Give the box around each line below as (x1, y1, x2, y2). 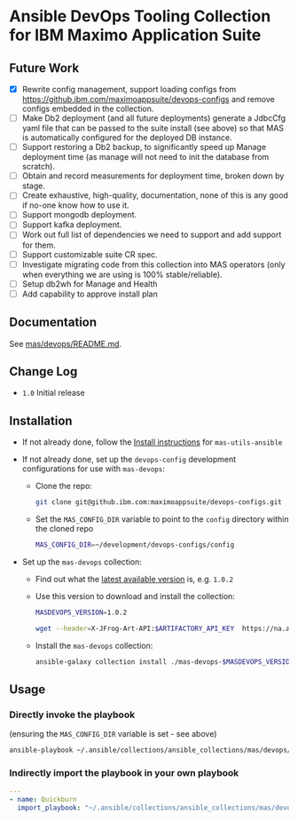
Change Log (9, 364, 78, 379)
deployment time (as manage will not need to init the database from (21, 152, 270, 162)
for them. (21, 240, 56, 250)
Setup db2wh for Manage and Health (21, 278, 158, 289)
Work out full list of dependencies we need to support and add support (21, 229, 282, 241)
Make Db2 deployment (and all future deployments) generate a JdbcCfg (21, 113, 286, 123)
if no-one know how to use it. (21, 200, 130, 210)
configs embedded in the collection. (21, 104, 154, 114)
